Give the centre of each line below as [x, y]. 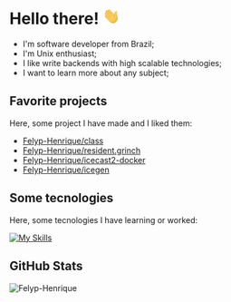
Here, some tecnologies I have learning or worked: [104, 219]
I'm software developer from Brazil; [88, 44]
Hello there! [54, 19]
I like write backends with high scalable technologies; [122, 63]
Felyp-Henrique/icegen [66, 170]
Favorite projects [58, 101]
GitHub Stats [46, 266]
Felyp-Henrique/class [63, 141]
